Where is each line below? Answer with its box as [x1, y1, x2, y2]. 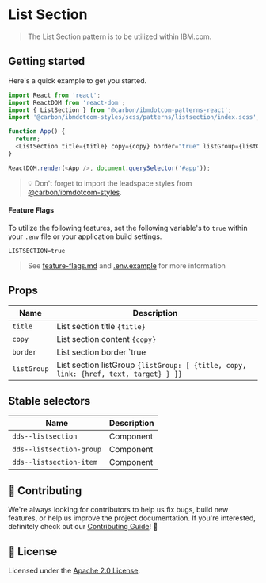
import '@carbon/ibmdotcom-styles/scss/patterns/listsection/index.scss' [8, 113, 257, 121]
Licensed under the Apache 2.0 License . [8, 566, 141, 576]
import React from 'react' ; [8, 91, 101, 99]
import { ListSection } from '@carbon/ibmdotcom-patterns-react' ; [8, 105, 232, 114]
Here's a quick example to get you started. [8, 75, 147, 85]
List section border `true [56, 347, 146, 358]
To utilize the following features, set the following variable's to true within [8, 223, 248, 232]
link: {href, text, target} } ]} [56, 369, 183, 378]
